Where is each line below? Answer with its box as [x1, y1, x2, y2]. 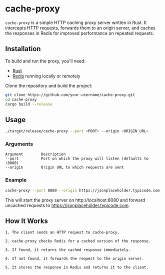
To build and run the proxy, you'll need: [5, 58, 86, 64]
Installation [5, 44, 41, 53]
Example [5, 176, 27, 183]
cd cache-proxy [5, 97, 37, 102]
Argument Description [5, 152, 66, 157]
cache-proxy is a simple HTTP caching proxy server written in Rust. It [5, 19, 147, 25]
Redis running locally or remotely [12, 73, 81, 79]
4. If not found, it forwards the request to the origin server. [5, 256, 144, 261]
